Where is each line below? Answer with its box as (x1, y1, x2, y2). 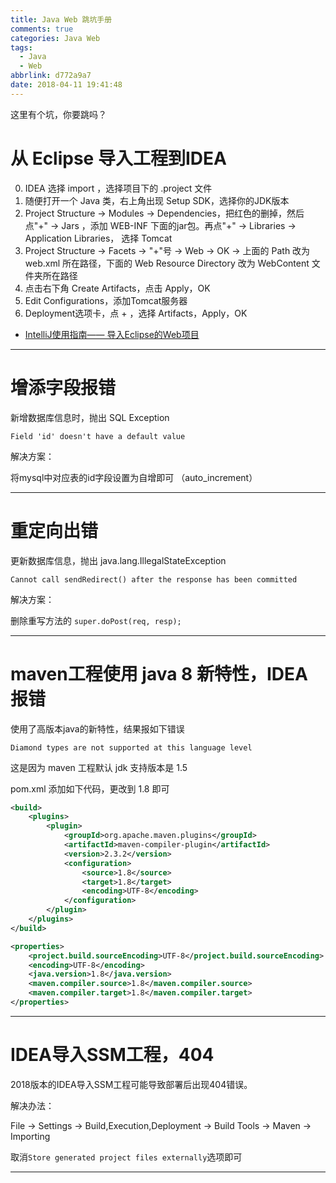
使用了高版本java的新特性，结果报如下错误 (10, 722, 185, 735)
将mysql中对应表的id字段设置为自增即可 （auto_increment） (10, 471, 258, 483)
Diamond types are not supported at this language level (10, 742, 253, 753)
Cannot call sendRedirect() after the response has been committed (10, 574, 298, 585)
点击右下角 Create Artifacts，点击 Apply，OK (24, 282, 211, 294)
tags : (10, 42, 33, 53)
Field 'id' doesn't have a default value (10, 431, 186, 441)
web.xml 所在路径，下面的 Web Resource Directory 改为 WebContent (24, 257, 310, 269)
